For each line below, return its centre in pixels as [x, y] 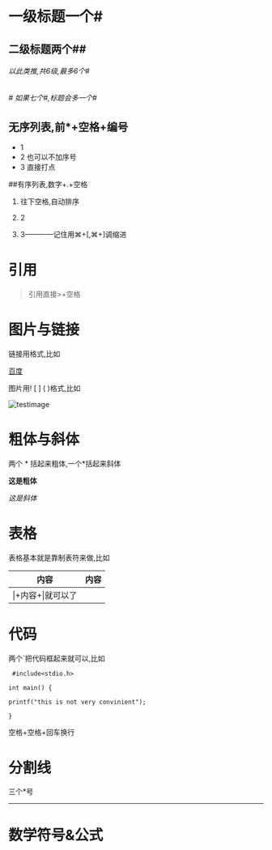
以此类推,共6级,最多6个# [49, 71]
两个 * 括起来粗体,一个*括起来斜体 [65, 463]
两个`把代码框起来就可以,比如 [57, 658]
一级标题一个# [56, 17]
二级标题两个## [47, 49]
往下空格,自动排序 [49, 201]
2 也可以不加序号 [48, 157]
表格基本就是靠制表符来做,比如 [59, 557]
